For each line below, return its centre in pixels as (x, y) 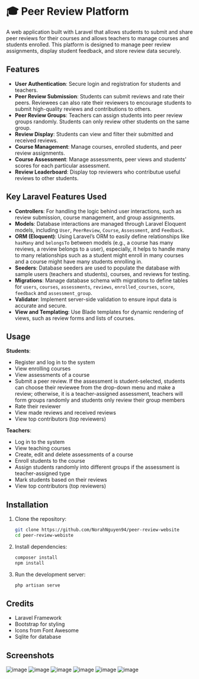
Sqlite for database (38, 637)
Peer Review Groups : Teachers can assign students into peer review (99, 115)
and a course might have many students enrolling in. (78, 261)
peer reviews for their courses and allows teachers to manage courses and (97, 38)
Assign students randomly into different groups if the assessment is (97, 467)
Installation (27, 505)
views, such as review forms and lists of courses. (75, 318)
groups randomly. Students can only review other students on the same (102, 121)
